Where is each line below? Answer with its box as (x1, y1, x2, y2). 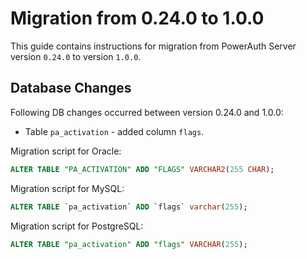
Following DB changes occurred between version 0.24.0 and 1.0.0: (10, 106, 284, 118)
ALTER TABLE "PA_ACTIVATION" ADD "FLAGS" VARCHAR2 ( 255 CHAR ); (10, 164, 275, 174)
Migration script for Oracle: (10, 145, 122, 157)
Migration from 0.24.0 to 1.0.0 (10, 7, 265, 30)
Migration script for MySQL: (10, 182, 125, 194)
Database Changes (10, 80, 132, 97)
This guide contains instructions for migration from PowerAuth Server (10, 40, 297, 52)
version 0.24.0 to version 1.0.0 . (10, 50, 142, 62)
